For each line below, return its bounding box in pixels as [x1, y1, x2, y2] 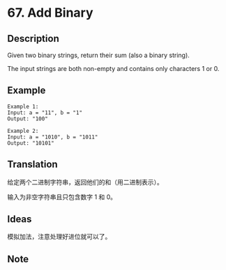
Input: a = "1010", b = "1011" [7, 134, 98, 141]
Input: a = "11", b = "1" [7, 109, 82, 116]
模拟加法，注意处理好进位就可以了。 [7, 232, 112, 241]
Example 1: [7, 103, 39, 110]
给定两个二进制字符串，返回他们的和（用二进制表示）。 [7, 177, 163, 186]
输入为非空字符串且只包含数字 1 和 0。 [7, 193, 117, 201]
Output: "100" [7, 115, 49, 122]
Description [7, 33, 59, 45]
